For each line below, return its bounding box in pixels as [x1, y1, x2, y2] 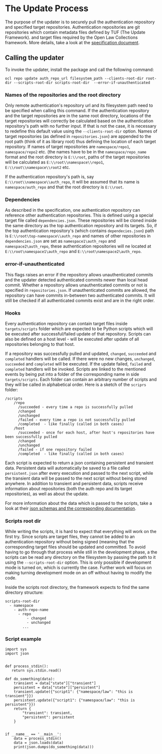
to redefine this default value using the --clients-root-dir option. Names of [5, 128, 158, 134]
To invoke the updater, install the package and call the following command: [5, 67, 154, 72]
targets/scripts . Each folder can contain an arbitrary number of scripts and [5, 376, 157, 382]
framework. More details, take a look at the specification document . [5, 39, 140, 45]
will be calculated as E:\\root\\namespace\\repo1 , [5, 159, 104, 165]
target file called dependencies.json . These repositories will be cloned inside [5, 218, 157, 223]
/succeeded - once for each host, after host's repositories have [17, 430, 155, 435]
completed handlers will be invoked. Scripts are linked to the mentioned [5, 366, 146, 372]
